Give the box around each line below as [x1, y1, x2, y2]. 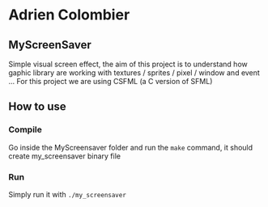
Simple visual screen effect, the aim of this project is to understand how [8, 59, 249, 69]
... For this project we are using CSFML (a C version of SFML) [8, 77, 213, 86]
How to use [8, 99, 66, 114]
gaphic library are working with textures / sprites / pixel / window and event [8, 68, 261, 78]
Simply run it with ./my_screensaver [8, 189, 127, 199]
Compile [8, 124, 42, 135]
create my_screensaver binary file [8, 151, 121, 161]
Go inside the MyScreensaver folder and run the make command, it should [8, 142, 253, 152]
